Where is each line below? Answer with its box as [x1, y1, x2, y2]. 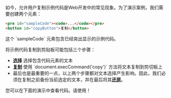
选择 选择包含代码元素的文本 [12, 57, 73, 63]
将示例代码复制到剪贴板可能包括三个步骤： [5, 46, 96, 53]
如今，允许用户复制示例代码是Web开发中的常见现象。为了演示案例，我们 [5, 5, 159, 10]
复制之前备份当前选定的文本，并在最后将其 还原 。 [22, 76, 126, 83]
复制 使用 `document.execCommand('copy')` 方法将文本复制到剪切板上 [12, 63, 163, 70]
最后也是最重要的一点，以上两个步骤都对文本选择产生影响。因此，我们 [12, 70, 162, 76]
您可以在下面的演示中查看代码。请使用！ [5, 87, 91, 93]
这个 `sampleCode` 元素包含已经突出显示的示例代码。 [5, 35, 119, 42]
